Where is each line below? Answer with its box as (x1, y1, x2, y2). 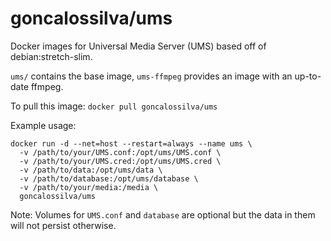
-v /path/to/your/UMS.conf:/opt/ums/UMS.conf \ (19, 147, 222, 157)
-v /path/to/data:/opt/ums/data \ (19, 165, 163, 175)
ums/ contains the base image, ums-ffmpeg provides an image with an (10, 70, 293, 82)
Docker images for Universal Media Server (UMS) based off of (10, 40, 267, 52)
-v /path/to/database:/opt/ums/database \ (19, 173, 199, 184)
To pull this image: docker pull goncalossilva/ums (10, 100, 218, 112)
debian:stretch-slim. (10, 50, 93, 62)
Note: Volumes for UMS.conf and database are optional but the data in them (10, 208, 316, 221)
